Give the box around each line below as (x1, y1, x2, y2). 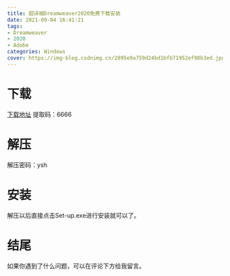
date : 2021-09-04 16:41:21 (7, 16, 84, 23)
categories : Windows (7, 49, 66, 55)
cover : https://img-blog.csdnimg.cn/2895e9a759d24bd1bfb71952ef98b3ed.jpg (7, 55, 225, 62)
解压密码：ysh (7, 160, 48, 168)
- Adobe (7, 42, 29, 49)
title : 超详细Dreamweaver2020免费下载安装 (7, 10, 121, 17)
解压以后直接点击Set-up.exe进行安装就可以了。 (7, 211, 140, 219)
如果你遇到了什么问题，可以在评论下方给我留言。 (7, 262, 145, 270)
